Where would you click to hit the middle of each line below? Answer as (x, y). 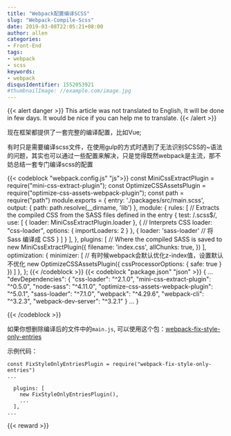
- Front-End (24, 46)
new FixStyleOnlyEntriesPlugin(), (69, 395)
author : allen (28, 33)
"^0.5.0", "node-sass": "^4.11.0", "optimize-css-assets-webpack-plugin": (110, 287)
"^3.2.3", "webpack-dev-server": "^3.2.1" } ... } (73, 302)
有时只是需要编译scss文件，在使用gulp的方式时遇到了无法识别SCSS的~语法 (115, 147)
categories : (24, 40)
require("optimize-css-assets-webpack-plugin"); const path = (96, 193)
